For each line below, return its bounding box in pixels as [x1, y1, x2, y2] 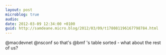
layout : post [5, 7, 33, 12]
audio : [5, 16, 19, 21]
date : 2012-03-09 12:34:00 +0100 [5, 21, 75, 26]
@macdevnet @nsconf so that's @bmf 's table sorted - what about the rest [5, 39, 161, 45]
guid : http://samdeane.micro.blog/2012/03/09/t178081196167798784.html [5, 26, 158, 31]
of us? [5, 45, 19, 51]
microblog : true [5, 12, 39, 17]
